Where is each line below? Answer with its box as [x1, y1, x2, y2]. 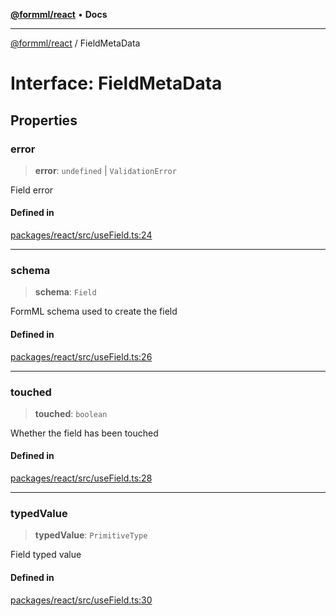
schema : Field [34, 286, 97, 298]
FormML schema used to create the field [10, 305, 178, 318]
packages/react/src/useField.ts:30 [10, 594, 153, 606]
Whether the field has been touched [10, 427, 159, 439]
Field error [10, 184, 54, 196]
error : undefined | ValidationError [34, 164, 177, 176]
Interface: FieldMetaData [10, 72, 223, 95]
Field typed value [10, 549, 82, 561]
